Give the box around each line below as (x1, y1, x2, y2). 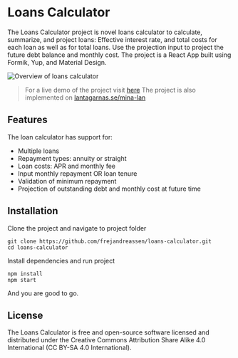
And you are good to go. (7, 289, 79, 298)
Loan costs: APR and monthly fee (17, 162, 116, 170)
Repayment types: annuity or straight (17, 154, 127, 162)
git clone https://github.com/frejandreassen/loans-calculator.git (7, 238, 212, 245)
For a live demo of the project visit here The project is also (24, 85, 196, 94)
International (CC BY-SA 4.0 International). (7, 343, 132, 352)
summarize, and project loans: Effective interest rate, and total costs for (7, 35, 217, 43)
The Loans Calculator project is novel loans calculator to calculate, (7, 28, 203, 36)
